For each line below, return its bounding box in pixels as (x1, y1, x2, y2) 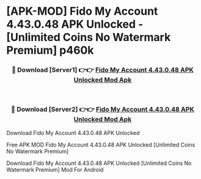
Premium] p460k (6, 44, 94, 58)
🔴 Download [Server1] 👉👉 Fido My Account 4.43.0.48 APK (11, 66, 194, 74)
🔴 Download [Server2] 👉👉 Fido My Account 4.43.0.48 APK (11, 105, 194, 114)
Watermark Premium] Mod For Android (6, 166, 104, 173)
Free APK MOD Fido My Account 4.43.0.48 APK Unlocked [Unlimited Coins (6, 141, 196, 148)
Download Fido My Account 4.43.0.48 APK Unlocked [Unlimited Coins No (6, 159, 192, 167)
